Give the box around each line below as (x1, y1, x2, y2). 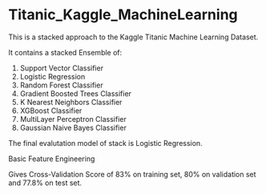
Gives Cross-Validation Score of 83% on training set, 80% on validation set (8, 169, 256, 179)
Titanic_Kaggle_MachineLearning (8, 6, 238, 24)
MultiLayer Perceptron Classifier (19, 114, 127, 123)
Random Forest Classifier (19, 80, 103, 90)
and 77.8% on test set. (8, 178, 83, 188)
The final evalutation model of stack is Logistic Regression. (8, 138, 203, 148)
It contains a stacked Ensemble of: (8, 47, 123, 57)
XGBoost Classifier (19, 106, 83, 115)
